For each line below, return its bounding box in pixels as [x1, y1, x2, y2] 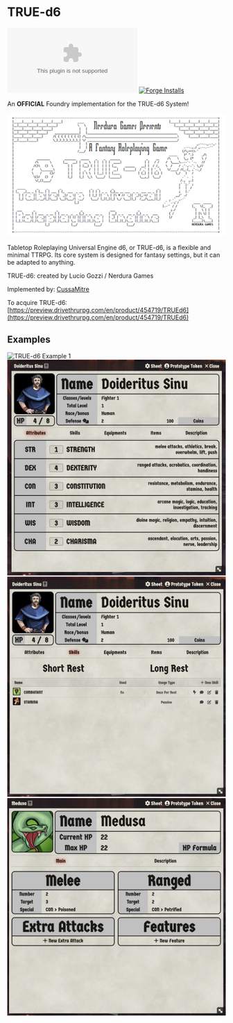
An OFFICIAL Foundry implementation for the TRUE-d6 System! [7, 99, 189, 108]
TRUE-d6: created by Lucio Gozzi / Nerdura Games [7, 272, 154, 280]
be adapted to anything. [7, 258, 76, 267]
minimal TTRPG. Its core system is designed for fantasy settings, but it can [7, 251, 221, 259]
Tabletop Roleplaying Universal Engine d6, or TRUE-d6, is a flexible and [7, 244, 212, 252]
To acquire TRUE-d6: [7, 299, 68, 307]
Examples [7, 333, 51, 345]
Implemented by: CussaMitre [7, 285, 90, 294]
